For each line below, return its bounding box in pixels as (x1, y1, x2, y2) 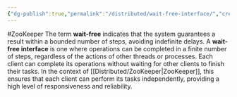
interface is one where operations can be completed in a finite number (20, 44, 227, 53)
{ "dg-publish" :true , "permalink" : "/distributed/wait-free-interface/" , (7, 10, 219, 18)
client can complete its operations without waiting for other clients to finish (7, 59, 224, 67)
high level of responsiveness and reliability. (7, 82, 133, 90)
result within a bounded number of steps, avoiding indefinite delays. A (7, 37, 211, 46)
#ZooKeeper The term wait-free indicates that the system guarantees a (7, 30, 216, 38)
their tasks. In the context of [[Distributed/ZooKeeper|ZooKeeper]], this (7, 67, 214, 75)
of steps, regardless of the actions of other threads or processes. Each (7, 52, 213, 60)
